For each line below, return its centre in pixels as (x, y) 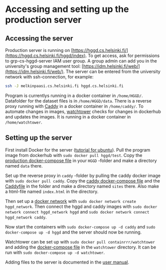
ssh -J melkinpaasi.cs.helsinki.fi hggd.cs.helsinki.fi (64, 86)
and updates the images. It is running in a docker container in (68, 116)
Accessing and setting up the (67, 9)
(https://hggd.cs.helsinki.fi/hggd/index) (45, 55)
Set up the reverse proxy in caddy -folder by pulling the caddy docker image (83, 175)
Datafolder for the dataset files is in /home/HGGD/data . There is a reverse (79, 100)
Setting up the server (39, 138)
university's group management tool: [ (44, 66)
